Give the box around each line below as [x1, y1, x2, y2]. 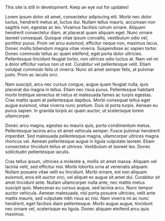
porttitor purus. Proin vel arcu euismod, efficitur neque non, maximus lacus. [5, 40, 159, 46]
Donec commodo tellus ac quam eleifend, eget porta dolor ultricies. [5, 51, 143, 56]
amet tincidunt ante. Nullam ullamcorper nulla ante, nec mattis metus [5, 179, 145, 185]
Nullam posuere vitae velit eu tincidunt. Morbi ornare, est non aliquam [5, 169, 147, 175]
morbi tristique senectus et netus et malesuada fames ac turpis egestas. [5, 92, 152, 98]
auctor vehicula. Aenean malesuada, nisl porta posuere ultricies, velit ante [5, 190, 156, 196]
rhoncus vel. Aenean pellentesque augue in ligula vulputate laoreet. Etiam [5, 138, 155, 144]
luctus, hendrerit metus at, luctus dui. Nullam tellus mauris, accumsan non [5, 19, 156, 25]
